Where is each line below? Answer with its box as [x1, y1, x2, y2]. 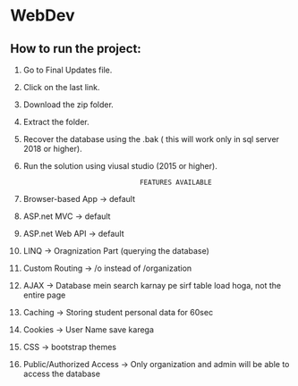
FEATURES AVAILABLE [139, 178, 213, 187]
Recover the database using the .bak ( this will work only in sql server [22, 134, 280, 144]
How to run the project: [10, 41, 141, 56]
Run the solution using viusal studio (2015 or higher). [22, 161, 217, 171]
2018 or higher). [22, 144, 83, 154]
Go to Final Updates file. [22, 64, 113, 75]
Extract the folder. [22, 117, 90, 127]
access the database [22, 368, 101, 379]
